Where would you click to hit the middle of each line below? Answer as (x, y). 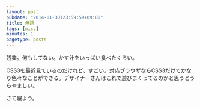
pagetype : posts (26, 40)
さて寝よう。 (22, 98)
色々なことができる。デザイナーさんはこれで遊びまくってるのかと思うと (101, 78)
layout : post (23, 12)
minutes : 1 (20, 34)
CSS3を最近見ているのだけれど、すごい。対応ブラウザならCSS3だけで (94, 70)
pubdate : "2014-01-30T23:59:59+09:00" (55, 17)
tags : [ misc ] (23, 29)
